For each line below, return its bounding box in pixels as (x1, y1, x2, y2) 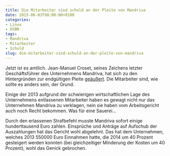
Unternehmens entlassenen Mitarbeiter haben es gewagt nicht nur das (5, 96, 155, 103)
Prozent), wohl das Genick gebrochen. (5, 145, 87, 151)
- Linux (5, 22, 22, 27)
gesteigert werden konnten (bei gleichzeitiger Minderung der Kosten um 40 (5, 140, 165, 146)
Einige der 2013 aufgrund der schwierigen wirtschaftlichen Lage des (5, 91, 150, 97)
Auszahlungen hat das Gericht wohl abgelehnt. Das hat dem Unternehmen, (5, 128, 164, 134)
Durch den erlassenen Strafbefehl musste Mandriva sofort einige (5, 117, 143, 124)
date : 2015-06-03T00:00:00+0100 (5, 12, 74, 18)
